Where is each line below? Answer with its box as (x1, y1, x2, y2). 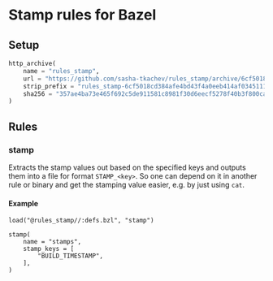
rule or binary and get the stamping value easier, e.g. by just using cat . (8, 179, 245, 189)
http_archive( (8, 59, 57, 67)
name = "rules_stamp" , (23, 67, 100, 75)
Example (8, 198, 39, 208)
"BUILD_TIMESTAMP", (37, 252, 104, 261)
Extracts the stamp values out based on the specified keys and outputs (8, 162, 246, 172)
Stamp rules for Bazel (8, 6, 157, 24)
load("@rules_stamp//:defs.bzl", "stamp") (8, 217, 154, 225)
